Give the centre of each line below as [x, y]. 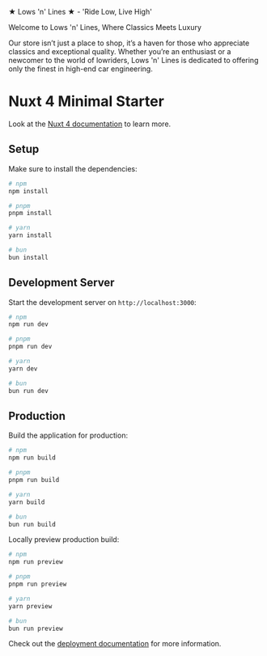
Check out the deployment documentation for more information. [115, 644]
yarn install [30, 235]
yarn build [27, 502]
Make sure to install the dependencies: [73, 168]
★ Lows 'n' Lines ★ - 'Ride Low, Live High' [80, 12]
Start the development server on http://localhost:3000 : [102, 302]
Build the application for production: [68, 435]
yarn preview [30, 606]
